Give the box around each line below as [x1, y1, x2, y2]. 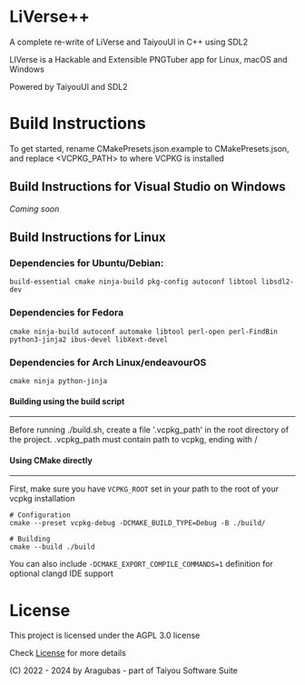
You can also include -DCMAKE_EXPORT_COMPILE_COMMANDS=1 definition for [9, 559, 274, 570]
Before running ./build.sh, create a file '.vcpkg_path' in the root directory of [9, 424, 289, 435]
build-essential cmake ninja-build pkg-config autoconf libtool [9, 277, 258, 287]
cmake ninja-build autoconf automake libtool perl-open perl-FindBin [9, 327, 279, 336]
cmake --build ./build [9, 542, 95, 551]
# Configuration [9, 511, 71, 520]
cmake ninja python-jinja [9, 376, 107, 385]
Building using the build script [9, 395, 125, 406]
